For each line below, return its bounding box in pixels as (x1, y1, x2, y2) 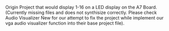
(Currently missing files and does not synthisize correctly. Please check (5, 9, 157, 15)
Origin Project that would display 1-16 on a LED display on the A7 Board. (5, 4, 158, 10)
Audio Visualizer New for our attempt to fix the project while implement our (5, 15, 164, 20)
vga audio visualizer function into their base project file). (5, 20, 125, 26)
